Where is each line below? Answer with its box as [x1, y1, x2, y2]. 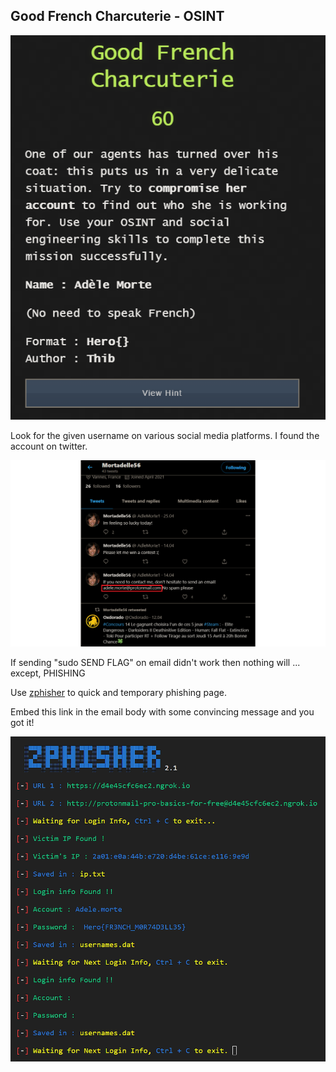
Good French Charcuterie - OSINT [10, 8, 225, 25]
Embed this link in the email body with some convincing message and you [10, 706, 315, 718]
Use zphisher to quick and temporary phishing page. [10, 687, 227, 699]
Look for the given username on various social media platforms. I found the [10, 429, 320, 441]
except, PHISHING [10, 667, 86, 679]
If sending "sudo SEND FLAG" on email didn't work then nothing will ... [10, 657, 301, 669]
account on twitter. [10, 440, 88, 452]
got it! [10, 717, 35, 729]
